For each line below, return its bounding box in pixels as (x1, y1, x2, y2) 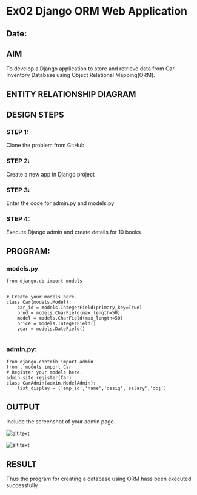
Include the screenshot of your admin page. (6, 418, 116, 425)
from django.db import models (6, 278, 83, 285)
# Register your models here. (6, 369, 83, 375)
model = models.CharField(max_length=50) (17, 315, 123, 322)
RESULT (6, 459, 37, 470)
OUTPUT (6, 402, 41, 412)
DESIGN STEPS (6, 110, 65, 120)
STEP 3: (6, 186, 30, 194)
